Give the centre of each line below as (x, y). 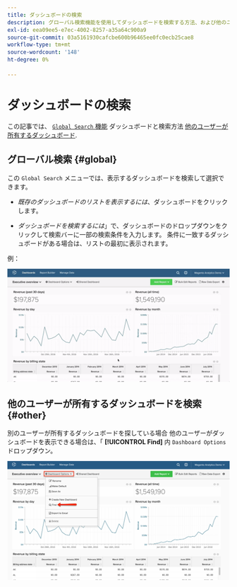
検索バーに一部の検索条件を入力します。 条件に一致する (129, 234)
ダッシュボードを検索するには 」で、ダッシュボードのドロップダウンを (120, 226)
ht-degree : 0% (28, 60)
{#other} (27, 415)
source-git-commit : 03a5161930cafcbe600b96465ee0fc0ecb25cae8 (101, 37)
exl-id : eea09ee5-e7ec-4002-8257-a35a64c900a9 (77, 30)
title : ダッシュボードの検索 (45, 15)
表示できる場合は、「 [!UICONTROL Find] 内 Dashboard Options (135, 442)
